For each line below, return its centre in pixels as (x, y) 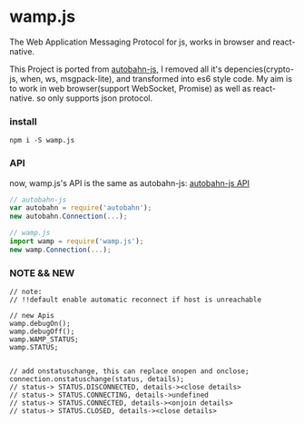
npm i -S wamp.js (42, 141)
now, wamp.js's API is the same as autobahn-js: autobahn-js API (129, 182)
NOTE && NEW (42, 272)
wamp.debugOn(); (40, 324)
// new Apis (32, 316)
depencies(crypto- (259, 69)
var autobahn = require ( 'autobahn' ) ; (81, 208)
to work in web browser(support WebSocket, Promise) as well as (130, 88)
